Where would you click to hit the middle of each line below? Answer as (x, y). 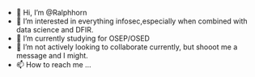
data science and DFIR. (55, 30)
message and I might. (52, 56)
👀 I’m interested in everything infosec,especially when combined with (132, 21)
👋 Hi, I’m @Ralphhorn (51, 13)
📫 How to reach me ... (53, 64)
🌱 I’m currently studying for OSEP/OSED (83, 38)
